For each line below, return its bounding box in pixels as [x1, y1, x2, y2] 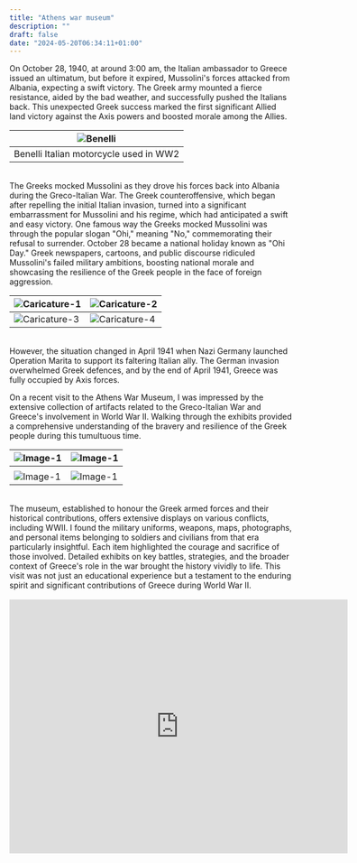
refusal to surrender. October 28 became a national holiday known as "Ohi [9, 238, 286, 249]
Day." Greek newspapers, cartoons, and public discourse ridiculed [9, 247, 255, 258]
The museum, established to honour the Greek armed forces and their [9, 503, 270, 515]
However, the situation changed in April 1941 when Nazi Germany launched [9, 346, 288, 357]
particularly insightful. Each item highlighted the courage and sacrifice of [9, 542, 280, 552]
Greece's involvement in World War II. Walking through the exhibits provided [9, 412, 292, 422]
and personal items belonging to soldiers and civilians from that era [9, 532, 260, 543]
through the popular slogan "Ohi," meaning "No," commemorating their [9, 228, 272, 239]
